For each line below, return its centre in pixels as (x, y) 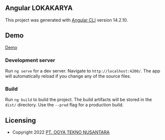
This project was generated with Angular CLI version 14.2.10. (67, 20)
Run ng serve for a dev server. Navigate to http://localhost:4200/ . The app (83, 70)
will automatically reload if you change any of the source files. (68, 76)
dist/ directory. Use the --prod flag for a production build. (64, 105)
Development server (30, 60)
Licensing (21, 120)
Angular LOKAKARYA (39, 8)
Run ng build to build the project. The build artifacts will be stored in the (79, 100)
